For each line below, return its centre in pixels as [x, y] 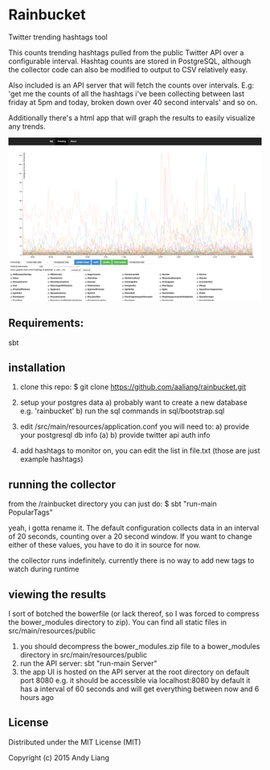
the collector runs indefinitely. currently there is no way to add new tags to [131, 560]
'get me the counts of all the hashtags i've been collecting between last [127, 93]
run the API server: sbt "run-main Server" [89, 663]
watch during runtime [44, 569]
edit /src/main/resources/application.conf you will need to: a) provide [135, 426]
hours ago [37, 698]
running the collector [62, 485]
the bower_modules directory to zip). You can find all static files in [118, 622]
